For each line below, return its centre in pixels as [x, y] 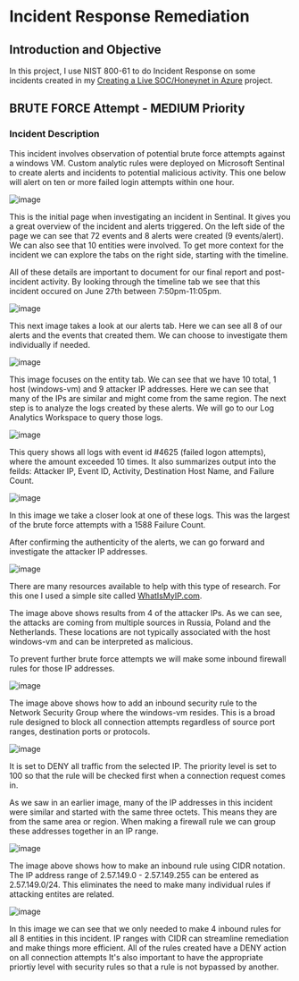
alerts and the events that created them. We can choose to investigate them [149, 335]
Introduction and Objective [86, 50]
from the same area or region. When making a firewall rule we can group [143, 821]
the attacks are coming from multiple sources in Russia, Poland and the [140, 622]
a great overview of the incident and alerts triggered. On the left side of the [147, 226]
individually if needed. [50, 344]
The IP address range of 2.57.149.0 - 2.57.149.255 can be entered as [134, 875]
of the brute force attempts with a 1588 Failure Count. [108, 524]
